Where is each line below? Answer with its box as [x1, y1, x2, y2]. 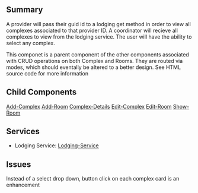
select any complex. [6, 39, 55, 46]
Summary [6, 5, 43, 15]
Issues [6, 159, 31, 169]
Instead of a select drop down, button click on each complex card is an [6, 175, 180, 182]
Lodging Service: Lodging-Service [14, 142, 99, 149]
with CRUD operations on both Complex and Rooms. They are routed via [6, 57, 183, 64]
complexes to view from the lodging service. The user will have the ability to [6, 33, 192, 40]
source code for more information [6, 69, 89, 77]
